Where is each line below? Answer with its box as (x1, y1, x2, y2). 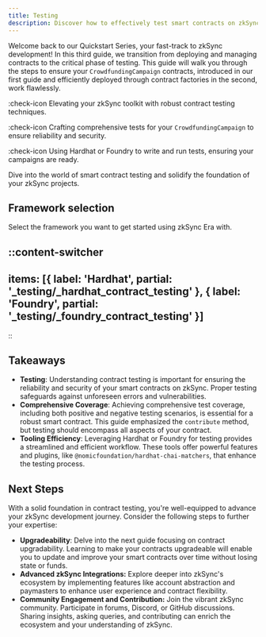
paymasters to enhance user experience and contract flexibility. (19, 586, 228, 596)
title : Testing (8, 11, 59, 20)
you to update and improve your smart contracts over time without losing (19, 553, 258, 562)
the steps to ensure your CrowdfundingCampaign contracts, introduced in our (8, 66, 253, 75)
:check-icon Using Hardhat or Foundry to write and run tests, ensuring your (8, 146, 254, 156)
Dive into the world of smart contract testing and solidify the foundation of (8, 170, 250, 180)
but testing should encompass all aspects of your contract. (19, 426, 212, 435)
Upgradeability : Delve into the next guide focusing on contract (19, 535, 226, 545)
